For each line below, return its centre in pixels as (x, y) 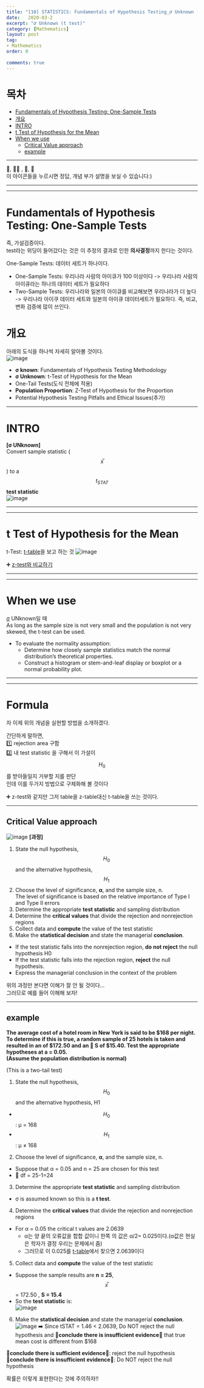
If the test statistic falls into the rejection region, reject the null (93, 960)
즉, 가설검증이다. (26, 243)
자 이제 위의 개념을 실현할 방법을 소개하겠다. (58, 722)
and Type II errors (37, 903)
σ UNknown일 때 (27, 618)
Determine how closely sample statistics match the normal (97, 649)
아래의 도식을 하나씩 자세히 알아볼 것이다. (55, 351)
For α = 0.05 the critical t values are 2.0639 (70, 1229)
